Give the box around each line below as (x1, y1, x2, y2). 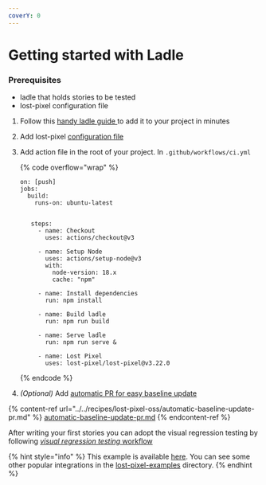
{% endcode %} (19, 374, 73, 383)
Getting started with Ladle (8, 45, 185, 64)
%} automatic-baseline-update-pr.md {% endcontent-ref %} (32, 413, 231, 422)
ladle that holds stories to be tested (19, 92, 136, 102)
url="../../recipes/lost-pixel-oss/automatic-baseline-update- (59, 404, 255, 414)
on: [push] (19, 178, 57, 186)
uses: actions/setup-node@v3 (45, 255, 142, 263)
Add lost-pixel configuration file (19, 132, 124, 142)
